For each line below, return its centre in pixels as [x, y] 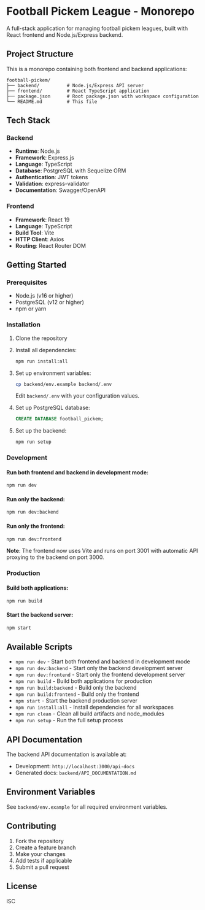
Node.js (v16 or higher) [44, 296]
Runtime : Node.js [37, 151]
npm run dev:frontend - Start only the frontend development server [100, 675]
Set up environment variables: [53, 373]
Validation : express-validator [52, 184]
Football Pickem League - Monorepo [101, 11]
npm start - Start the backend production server [76, 701]
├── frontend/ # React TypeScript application [78, 91]
